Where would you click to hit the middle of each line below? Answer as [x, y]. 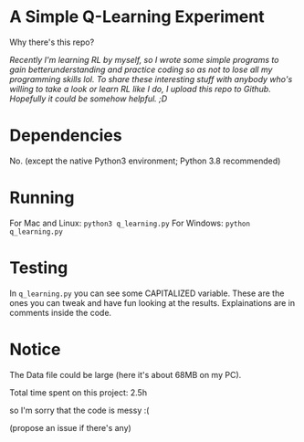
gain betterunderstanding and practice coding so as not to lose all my [141, 69]
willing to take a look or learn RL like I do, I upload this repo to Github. [140, 89]
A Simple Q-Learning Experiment [137, 17]
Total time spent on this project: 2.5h [79, 392]
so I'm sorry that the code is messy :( [79, 410]
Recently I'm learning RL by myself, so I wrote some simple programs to [144, 59]
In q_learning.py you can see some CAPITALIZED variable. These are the [147, 293]
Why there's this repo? [52, 42]
